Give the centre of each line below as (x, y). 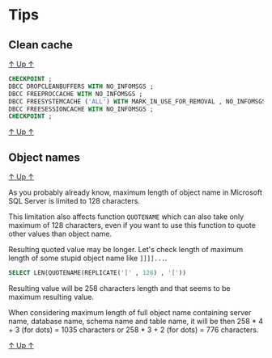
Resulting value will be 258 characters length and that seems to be (119, 288)
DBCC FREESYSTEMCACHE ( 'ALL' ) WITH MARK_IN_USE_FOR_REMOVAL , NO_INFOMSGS (137, 101)
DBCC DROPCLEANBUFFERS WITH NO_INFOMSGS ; (81, 86)
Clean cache (40, 45)
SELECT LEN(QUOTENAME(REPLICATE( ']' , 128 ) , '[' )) (97, 273)
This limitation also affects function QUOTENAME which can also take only (126, 217)
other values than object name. (60, 234)
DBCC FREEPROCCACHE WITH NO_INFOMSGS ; (76, 94)
